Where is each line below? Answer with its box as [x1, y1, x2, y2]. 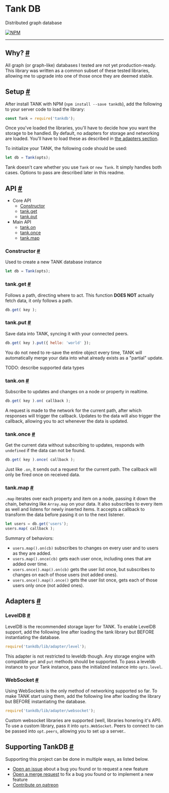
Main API [12, 219, 32, 225]
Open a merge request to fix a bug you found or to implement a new [12, 771, 153, 777]
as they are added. [12, 550, 52, 556]
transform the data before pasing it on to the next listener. [5, 512, 125, 518]
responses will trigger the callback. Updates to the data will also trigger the [5, 412, 161, 418]
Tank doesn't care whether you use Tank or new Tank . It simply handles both [5, 164, 162, 170]
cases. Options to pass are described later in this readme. [5, 170, 125, 176]
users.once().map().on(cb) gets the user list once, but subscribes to [12, 566, 155, 572]
